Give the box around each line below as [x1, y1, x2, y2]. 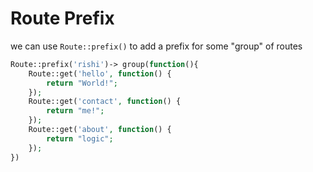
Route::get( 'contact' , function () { [28, 97, 182, 107]
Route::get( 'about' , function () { [28, 125, 172, 135]
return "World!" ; [46, 78, 118, 88]
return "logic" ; [46, 133, 114, 144]
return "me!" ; [46, 106, 105, 116]
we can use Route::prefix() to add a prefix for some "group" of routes [10, 40, 303, 52]
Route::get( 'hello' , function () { [28, 68, 172, 79]
